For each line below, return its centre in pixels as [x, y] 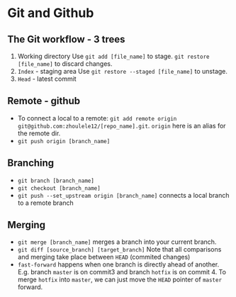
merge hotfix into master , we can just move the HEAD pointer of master [119, 280]
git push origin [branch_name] [64, 141]
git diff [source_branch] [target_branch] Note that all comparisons [119, 250]
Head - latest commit [47, 79]
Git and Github [51, 13]
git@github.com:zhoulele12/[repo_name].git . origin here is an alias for [122, 125]
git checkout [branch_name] [59, 188]
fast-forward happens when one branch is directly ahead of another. [118, 264]
